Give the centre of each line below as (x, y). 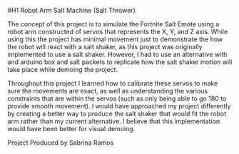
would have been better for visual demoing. (71, 129)
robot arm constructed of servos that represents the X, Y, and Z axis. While (118, 32)
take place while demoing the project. (63, 70)
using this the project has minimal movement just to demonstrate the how (115, 39)
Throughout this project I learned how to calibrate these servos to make (113, 83)
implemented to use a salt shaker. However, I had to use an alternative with (117, 54)
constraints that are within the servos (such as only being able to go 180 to (117, 98)
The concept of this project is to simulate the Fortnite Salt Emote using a (113, 24)
